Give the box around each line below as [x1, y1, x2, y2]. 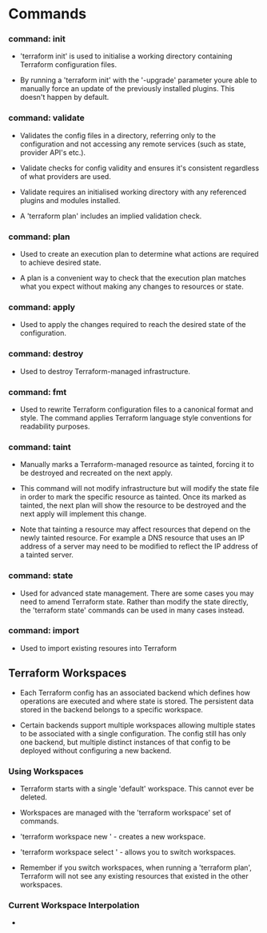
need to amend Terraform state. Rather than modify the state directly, [19, 596, 249, 606]
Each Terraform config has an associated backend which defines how [19, 688, 250, 697]
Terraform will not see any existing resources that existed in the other [19, 871, 249, 880]
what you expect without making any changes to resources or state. [19, 281, 244, 292]
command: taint [8, 441, 72, 453]
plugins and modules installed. [19, 195, 121, 205]
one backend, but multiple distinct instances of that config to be [19, 737, 231, 747]
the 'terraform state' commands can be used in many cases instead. [19, 605, 245, 615]
